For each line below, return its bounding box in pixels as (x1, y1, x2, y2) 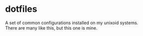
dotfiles (5, 3, 38, 15)
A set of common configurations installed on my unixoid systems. (5, 20, 139, 26)
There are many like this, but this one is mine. (5, 25, 98, 31)
